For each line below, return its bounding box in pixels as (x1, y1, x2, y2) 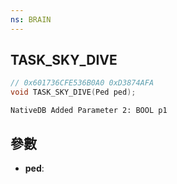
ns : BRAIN (10, 14, 52, 25)
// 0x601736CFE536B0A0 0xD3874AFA (10, 78, 155, 88)
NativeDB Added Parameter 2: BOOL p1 (10, 106, 168, 116)
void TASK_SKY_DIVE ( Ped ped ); (10, 87, 137, 98)
